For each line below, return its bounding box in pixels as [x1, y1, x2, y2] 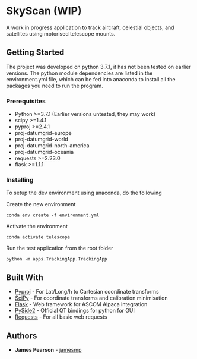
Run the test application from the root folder [6, 245, 114, 252]
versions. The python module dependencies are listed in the [6, 70, 153, 77]
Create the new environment [6, 201, 76, 208]
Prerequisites [6, 97, 46, 105]
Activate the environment [6, 223, 68, 230]
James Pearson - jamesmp [14, 346, 82, 353]
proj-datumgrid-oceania [14, 149, 74, 156]
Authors [6, 330, 37, 341]
